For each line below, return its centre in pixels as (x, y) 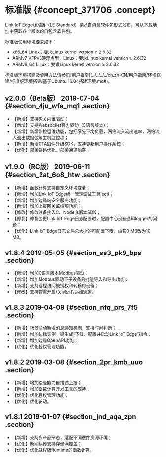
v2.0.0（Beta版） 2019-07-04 (52, 98)
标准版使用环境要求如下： (31, 41)
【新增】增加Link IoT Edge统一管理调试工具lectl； (63, 194)
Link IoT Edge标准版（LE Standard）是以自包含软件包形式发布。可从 (75, 25)
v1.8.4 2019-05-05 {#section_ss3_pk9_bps (73, 253)
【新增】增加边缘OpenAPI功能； (45, 340)
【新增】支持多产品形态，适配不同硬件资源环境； (62, 437)
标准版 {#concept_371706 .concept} (80, 10)
